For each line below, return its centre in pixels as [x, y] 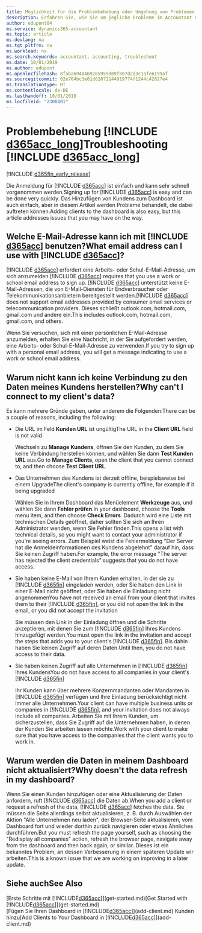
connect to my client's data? [61, 396]
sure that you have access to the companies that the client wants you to [104, 735]
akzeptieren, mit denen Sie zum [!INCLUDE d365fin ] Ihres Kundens [98, 629]
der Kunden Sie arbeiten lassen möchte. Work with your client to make [101, 729]
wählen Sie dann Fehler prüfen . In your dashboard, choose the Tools [100, 509]
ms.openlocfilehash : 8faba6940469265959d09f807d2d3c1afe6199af [87, 74]
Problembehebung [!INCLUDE [82, 131]
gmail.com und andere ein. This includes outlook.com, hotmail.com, [89, 315]
